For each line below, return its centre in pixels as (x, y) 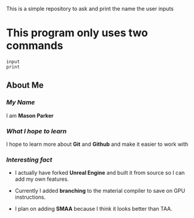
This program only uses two (77, 33)
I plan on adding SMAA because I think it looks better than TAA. (93, 209)
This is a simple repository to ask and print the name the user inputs (90, 9)
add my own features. (42, 179)
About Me (25, 86)
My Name (21, 103)
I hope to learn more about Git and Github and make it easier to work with (97, 144)
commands (35, 46)
